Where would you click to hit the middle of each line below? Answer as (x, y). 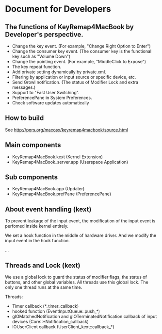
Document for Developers (58, 9)
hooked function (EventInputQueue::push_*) (56, 311)
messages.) (24, 87)
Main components (33, 145)
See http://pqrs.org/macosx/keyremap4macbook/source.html (66, 130)
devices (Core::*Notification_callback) (50, 322)
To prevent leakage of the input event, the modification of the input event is (80, 221)
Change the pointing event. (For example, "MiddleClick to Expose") (79, 61)
